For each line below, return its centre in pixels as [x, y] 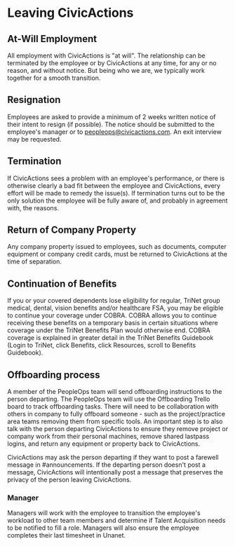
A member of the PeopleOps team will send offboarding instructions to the [115, 392]
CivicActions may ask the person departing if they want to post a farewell [113, 458]
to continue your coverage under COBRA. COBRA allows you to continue [112, 315]
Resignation [34, 100]
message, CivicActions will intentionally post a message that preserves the [115, 472]
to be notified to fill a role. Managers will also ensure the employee [103, 528]
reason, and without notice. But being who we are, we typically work [106, 70]
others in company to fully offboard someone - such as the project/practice [116, 414]
